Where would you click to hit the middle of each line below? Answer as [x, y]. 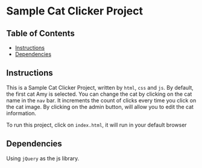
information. [21, 113]
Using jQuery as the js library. [43, 158]
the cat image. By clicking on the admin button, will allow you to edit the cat [100, 107]
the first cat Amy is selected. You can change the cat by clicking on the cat [99, 94]
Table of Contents [41, 33]
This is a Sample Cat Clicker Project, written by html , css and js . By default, [100, 87]
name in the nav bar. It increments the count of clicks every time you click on [101, 100]
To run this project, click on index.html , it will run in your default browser [96, 125]
